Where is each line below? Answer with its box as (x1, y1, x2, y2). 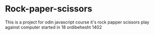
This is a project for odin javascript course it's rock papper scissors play (5, 19, 150, 25)
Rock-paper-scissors (5, 3, 92, 14)
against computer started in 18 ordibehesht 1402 (5, 24, 102, 30)
